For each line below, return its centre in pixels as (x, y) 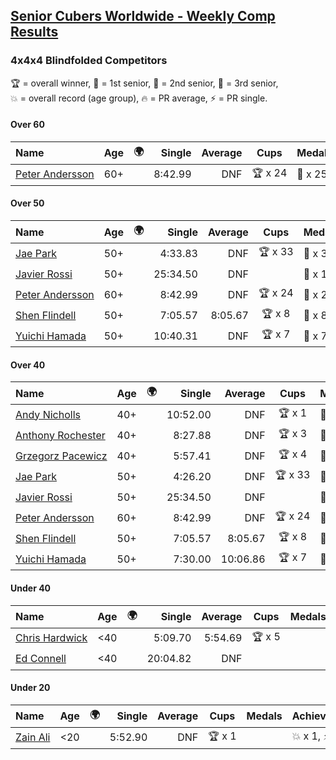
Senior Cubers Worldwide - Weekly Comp (143, 16)
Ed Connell (41, 658)
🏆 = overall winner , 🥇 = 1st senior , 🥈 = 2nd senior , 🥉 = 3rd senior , (144, 83)
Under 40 (31, 588)
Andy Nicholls (48, 414)
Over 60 (27, 125)
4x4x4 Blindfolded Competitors (89, 61)
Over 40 (28, 365)
